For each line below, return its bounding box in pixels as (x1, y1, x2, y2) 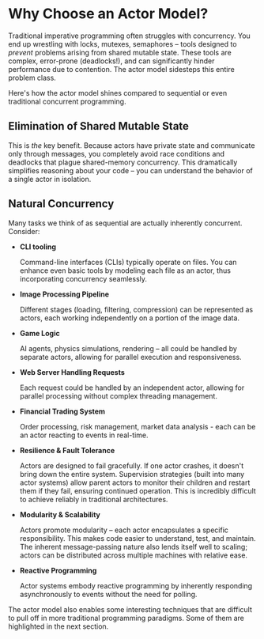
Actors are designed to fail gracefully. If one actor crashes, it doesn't (19, 460, 244, 471)
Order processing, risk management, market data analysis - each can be (19, 422, 256, 431)
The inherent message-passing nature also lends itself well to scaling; (19, 542, 247, 551)
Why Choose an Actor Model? (8, 5, 209, 23)
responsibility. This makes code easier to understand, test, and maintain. (19, 533, 256, 543)
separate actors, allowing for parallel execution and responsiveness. (19, 352, 243, 361)
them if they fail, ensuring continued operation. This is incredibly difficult (19, 486, 257, 495)
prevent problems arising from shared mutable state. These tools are (8, 47, 232, 57)
